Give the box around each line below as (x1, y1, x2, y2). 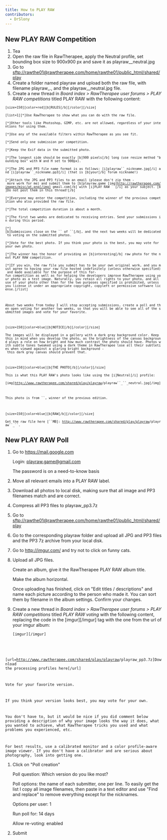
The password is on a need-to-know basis (12, 468, 100, 474)
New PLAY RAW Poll (5, 435, 69, 444)
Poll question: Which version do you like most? (12, 771, 109, 777)
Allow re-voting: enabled (12, 821, 63, 827)
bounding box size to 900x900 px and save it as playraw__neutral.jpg (12, 59, 155, 65)
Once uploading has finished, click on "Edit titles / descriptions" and (12, 586, 153, 592)
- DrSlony (9, 16, 30, 21)
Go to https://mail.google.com (12, 449, 74, 455)
